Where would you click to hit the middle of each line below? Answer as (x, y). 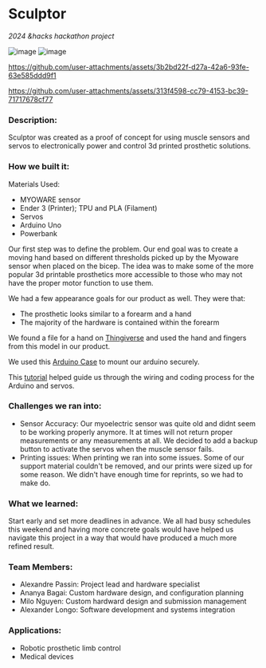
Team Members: (41, 567)
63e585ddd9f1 (33, 75)
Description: (33, 120)
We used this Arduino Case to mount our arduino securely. (104, 362)
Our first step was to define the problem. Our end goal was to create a (123, 249)
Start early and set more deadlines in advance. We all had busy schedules (130, 521)
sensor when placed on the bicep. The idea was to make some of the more (131, 266)
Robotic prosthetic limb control (70, 648)
